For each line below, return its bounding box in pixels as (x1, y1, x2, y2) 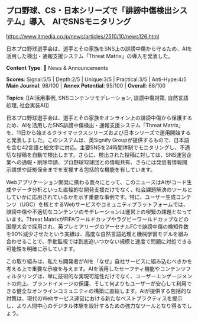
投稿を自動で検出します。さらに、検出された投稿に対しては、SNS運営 (16, 151, 187, 158)
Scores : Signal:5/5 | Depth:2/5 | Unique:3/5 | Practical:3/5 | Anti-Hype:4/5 (6, 76, 187, 83)
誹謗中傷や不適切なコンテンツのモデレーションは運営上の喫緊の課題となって (6, 208, 192, 215)
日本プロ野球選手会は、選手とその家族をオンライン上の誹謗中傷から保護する (6, 114, 193, 121)
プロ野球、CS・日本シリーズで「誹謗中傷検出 (6, 5, 173, 16)
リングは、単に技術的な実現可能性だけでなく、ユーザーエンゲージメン (21, 272, 193, 279)
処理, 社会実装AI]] (6, 101, 49, 108)
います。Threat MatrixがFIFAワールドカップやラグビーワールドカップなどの (6, 215, 189, 223)
